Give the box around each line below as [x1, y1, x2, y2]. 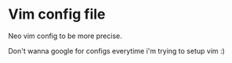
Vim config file [8, 5, 106, 23]
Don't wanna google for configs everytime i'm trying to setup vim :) [8, 46, 225, 55]
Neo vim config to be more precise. [8, 31, 123, 40]
